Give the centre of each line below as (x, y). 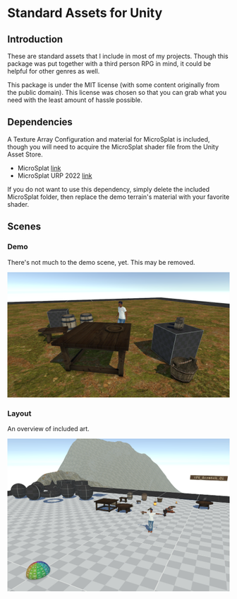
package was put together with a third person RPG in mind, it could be (109, 64)
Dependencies (40, 122)
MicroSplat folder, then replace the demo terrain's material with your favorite (119, 197)
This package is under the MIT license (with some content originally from (114, 85)
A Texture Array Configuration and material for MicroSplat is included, (109, 139)
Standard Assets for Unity (85, 13)
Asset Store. (25, 154)
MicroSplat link (39, 168)
